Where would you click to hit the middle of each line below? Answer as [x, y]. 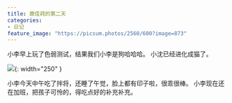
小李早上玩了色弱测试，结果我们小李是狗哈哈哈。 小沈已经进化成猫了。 [110, 54]
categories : [25, 20]
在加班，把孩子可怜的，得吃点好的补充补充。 [72, 92]
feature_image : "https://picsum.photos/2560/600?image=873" [97, 33]
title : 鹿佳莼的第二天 [37, 14]
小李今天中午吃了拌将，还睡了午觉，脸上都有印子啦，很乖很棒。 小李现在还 [116, 83]
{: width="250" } [38, 69]
